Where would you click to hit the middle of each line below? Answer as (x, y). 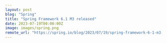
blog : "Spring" (21, 14)
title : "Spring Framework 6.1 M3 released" (51, 19)
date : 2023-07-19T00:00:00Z (34, 23)
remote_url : (17, 33)
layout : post (19, 10)
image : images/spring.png (32, 28)
